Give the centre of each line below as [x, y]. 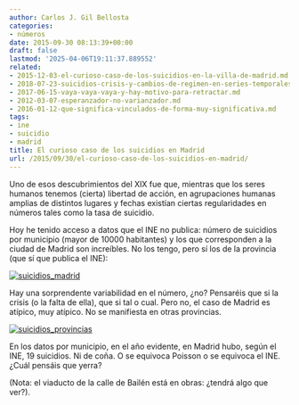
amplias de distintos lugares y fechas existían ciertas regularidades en [138, 202]
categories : [31, 26]
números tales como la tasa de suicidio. [82, 212]
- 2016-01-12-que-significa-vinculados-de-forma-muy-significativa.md [143, 109]
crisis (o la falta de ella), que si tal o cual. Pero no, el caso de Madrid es [140, 302]
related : [25, 68]
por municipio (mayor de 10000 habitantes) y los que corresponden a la [141, 239]
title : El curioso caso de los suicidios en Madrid [107, 150]
